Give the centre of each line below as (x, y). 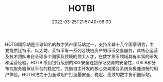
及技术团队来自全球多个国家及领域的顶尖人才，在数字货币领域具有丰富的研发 (81, 56)
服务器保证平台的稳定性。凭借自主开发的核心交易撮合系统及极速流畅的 (83, 68)
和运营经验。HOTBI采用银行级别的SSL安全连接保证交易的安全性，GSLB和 (78, 62)
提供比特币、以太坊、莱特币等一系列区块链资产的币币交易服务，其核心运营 (83, 50)
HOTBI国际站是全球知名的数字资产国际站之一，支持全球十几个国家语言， (77, 44)
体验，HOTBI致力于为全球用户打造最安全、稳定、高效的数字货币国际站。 (81, 74)
